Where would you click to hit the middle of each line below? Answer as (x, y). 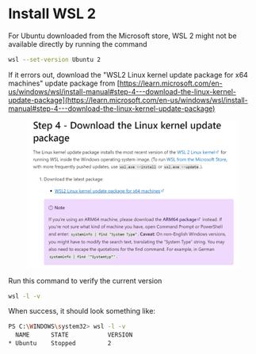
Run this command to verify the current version (85, 280)
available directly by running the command (78, 44)
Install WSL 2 (52, 14)
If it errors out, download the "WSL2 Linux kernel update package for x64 (128, 74)
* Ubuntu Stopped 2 (60, 344)
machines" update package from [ (64, 83)
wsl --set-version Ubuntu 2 (55, 59)
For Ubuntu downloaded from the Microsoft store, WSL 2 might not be (122, 36)
